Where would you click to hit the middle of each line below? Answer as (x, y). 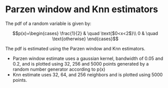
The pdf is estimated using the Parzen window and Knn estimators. (75, 48)
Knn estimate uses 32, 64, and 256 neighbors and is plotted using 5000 (88, 74)
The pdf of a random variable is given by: (48, 23)
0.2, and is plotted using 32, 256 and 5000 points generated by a (80, 64)
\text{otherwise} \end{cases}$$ (85, 39)
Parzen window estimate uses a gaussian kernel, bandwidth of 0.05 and (88, 58)
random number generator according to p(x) (59, 69)
